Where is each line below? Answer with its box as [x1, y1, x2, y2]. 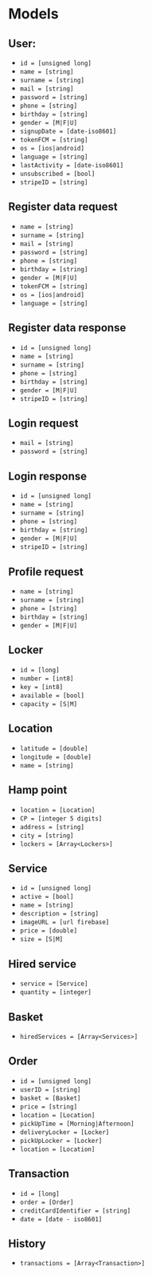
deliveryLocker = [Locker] [19, 1128, 110, 1137]
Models [8, 5, 59, 23]
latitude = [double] [19, 744, 88, 752]
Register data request [8, 200, 118, 214]
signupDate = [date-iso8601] [19, 127, 117, 135]
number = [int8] [19, 674, 74, 683]
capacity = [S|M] [19, 700, 78, 708]
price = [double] [19, 927, 78, 935]
